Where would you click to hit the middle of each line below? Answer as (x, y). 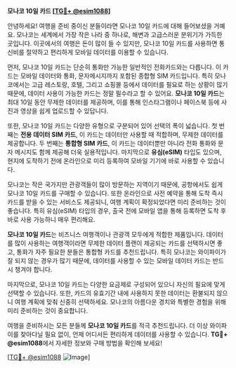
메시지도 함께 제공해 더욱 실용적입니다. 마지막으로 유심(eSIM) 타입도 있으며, (118, 152)
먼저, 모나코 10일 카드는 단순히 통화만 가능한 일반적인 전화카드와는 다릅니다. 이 (114, 67)
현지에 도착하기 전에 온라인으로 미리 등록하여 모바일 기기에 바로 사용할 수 (106, 161)
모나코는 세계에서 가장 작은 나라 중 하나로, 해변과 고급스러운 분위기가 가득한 (119, 35)
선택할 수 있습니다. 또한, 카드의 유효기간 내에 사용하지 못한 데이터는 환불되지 (111, 293)
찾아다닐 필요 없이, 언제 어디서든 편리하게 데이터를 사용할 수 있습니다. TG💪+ (124, 334)
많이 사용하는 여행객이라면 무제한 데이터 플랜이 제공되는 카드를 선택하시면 (115, 243)
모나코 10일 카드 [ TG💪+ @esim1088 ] (59, 11)
